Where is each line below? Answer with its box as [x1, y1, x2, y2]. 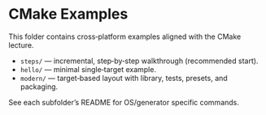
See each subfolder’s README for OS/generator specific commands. [8, 97, 240, 107]
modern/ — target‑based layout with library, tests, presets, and [20, 73, 228, 83]
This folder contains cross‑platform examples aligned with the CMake [8, 32, 242, 41]
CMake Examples [8, 5, 129, 23]
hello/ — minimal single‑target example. [20, 64, 157, 74]
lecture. [8, 40, 34, 49]
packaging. [20, 82, 59, 92]
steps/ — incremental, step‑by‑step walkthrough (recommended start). [20, 56, 259, 66]
